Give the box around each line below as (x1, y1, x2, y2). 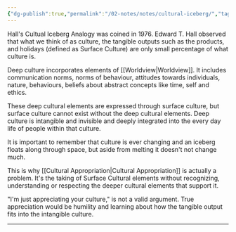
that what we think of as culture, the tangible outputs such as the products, (7, 37, 225, 46)
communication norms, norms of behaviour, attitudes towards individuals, (7, 73, 221, 82)
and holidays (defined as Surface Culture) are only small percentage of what (7, 44, 228, 53)
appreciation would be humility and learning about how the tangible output (7, 202, 223, 211)
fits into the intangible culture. (7, 210, 94, 218)
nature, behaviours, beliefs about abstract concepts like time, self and (7, 80, 209, 89)
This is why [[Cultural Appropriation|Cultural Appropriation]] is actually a (7, 166, 216, 174)
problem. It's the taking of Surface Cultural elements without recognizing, (7, 174, 220, 182)
